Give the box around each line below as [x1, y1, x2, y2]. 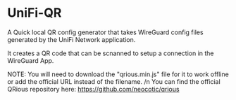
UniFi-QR [7, 5, 62, 21]
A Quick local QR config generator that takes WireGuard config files [7, 28, 204, 36]
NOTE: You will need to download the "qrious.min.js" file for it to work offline [7, 70, 229, 78]
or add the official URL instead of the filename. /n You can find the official [7, 77, 221, 85]
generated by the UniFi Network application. [7, 35, 136, 43]
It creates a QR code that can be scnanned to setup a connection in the [7, 49, 214, 57]
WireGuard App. [7, 56, 54, 64]
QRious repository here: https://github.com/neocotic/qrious [7, 85, 180, 93]
